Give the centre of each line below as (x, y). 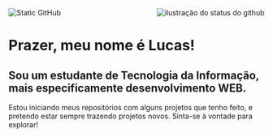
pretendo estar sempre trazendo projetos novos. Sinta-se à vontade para (131, 116)
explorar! (24, 124)
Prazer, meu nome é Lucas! (102, 46)
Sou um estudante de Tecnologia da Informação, (134, 75)
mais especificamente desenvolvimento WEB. (128, 88)
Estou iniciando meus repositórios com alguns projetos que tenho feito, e (131, 107)
